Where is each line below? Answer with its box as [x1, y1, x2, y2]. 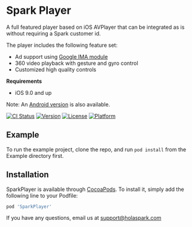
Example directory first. [6, 152, 64, 159]
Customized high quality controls [14, 65, 97, 73]
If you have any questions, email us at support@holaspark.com [6, 214, 161, 222]
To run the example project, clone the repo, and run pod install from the [6, 145, 187, 153]
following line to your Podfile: [6, 192, 78, 199]
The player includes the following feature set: [6, 41, 118, 49]
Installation [6, 169, 49, 180]
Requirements [6, 77, 42, 85]
